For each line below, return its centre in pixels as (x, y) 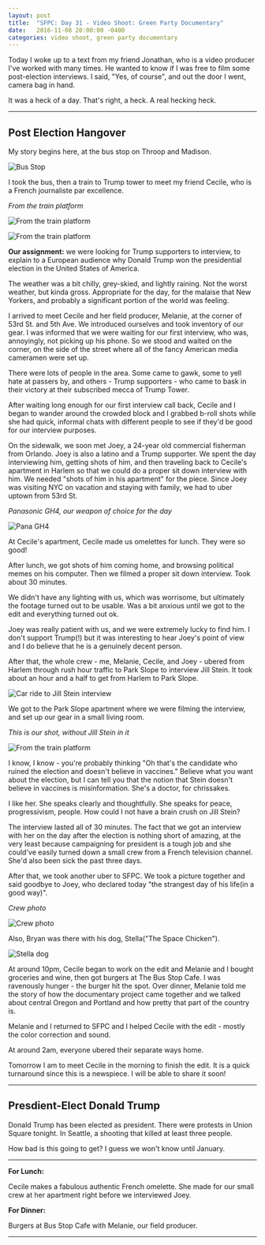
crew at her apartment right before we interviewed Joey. (100, 1195)
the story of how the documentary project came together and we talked (124, 994)
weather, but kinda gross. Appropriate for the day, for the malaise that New (130, 292)
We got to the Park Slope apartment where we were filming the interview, (127, 709)
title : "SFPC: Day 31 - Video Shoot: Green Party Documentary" (116, 23)
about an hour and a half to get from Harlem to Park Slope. (103, 679)
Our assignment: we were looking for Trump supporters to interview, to (124, 252)
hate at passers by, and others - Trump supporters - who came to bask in (127, 381)
